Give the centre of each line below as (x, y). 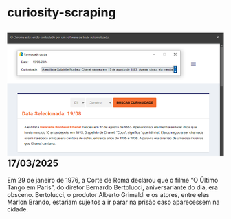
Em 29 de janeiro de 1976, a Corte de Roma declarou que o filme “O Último (113, 180)
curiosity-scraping (62, 13)
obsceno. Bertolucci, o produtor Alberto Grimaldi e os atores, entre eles (108, 194)
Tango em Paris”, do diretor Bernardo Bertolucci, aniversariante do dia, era (113, 187)
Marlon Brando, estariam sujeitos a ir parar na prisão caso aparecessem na (113, 202)
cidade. (18, 209)
